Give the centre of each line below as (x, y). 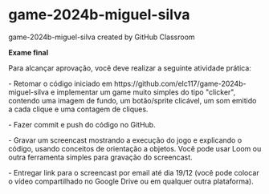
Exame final (29, 52)
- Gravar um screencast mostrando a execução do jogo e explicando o (125, 140)
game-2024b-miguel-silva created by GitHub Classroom (102, 37)
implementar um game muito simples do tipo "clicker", (146, 92)
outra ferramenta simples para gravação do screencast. (100, 157)
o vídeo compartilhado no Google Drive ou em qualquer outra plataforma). (131, 181)
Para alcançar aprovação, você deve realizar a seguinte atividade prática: (130, 68)
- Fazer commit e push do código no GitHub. (82, 124)
